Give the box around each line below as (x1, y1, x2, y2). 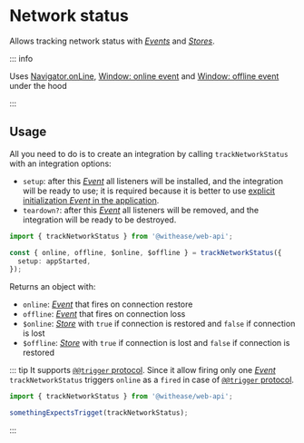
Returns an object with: (9, 281, 96, 292)
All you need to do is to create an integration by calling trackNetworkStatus (9, 148, 289, 159)
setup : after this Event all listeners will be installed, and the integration (22, 175, 284, 186)
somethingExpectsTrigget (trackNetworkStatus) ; (9, 409, 189, 418)
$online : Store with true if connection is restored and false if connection (22, 319, 296, 330)
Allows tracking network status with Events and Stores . (9, 35, 215, 46)
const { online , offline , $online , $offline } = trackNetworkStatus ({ (9, 248, 282, 257)
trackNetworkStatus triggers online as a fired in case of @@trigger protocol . (9, 374, 295, 386)
